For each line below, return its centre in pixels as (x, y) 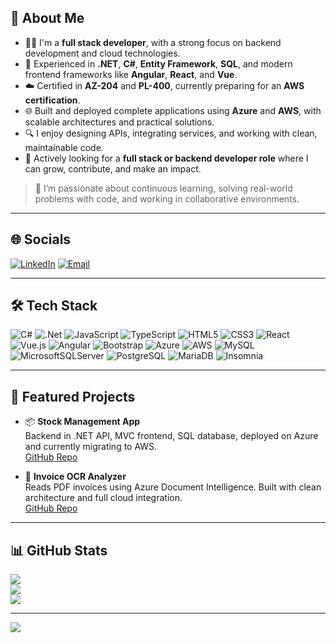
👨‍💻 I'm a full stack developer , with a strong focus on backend (153, 42)
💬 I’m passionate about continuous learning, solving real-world (163, 188)
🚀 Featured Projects (73, 396)
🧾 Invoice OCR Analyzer (75, 477)
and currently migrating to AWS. (91, 447)
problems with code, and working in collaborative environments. (167, 198)
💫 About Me (47, 18)
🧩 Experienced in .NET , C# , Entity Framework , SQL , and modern (158, 63)
